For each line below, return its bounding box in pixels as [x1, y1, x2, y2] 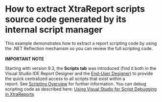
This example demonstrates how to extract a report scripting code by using [5, 40, 157, 46]
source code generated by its [5, 14, 127, 25]
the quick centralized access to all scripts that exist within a [5, 76, 125, 82]
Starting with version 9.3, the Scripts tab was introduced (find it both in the [5, 65, 157, 71]
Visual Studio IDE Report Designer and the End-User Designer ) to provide [5, 70, 153, 76]
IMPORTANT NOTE [5, 56, 44, 61]
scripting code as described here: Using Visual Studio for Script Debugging [5, 86, 157, 92]
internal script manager [5, 24, 103, 35]
